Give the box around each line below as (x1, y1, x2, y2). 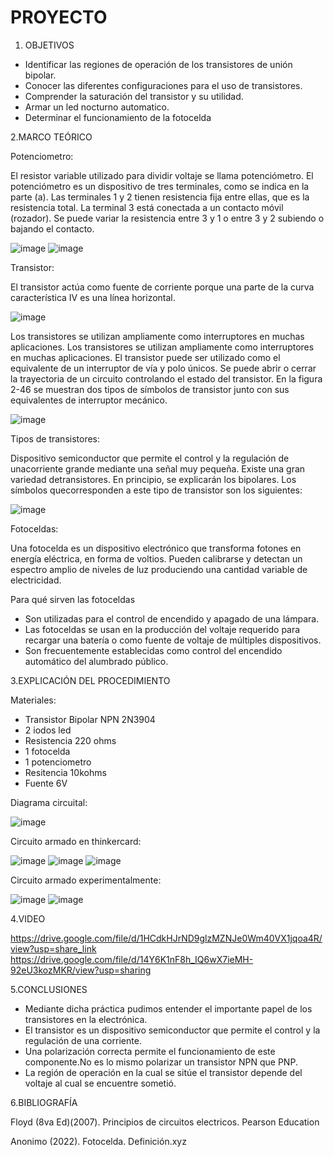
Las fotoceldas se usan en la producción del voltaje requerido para (24, 623, 301, 635)
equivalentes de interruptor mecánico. (10, 394, 168, 406)
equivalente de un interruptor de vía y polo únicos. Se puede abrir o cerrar (10, 362, 317, 374)
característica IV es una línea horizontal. (10, 291, 176, 303)
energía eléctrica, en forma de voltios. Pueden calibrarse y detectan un (10, 552, 303, 565)
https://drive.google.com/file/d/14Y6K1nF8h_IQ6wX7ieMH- (10, 953, 254, 965)
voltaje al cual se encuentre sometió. (24, 1077, 177, 1089)
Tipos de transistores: (10, 432, 101, 445)
